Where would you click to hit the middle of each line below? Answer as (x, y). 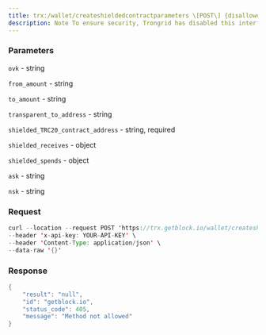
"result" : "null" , (53, 295)
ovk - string (27, 67)
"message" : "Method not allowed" (78, 317)
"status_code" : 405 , (56, 309)
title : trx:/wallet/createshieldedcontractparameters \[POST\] (115, 15)
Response (28, 271)
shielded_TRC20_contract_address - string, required (92, 129)
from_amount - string (41, 83)
